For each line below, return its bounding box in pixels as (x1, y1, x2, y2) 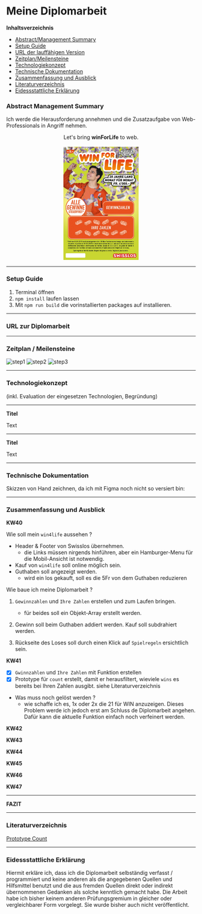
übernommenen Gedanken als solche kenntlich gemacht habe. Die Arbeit (6, 889, 188, 896)
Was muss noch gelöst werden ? (14, 694, 96, 702)
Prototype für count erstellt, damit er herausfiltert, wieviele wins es (14, 676, 179, 683)
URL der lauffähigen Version (14, 48, 85, 55)
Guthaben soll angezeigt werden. (14, 568, 97, 575)
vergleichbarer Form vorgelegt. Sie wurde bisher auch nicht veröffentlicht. (6, 901, 189, 909)
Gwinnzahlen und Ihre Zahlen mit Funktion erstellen (14, 669, 142, 676)
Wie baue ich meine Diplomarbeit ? (6, 586, 93, 593)
